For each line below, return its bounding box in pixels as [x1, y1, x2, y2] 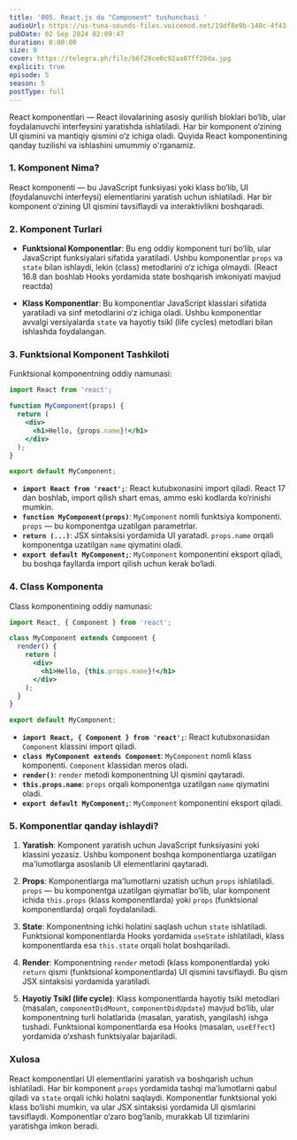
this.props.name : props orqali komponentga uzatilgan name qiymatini [21, 779, 270, 790]
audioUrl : [9, 21, 46, 30]
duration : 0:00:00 [9, 37, 77, 47]
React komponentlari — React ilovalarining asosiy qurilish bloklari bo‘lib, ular [9, 112, 286, 122]
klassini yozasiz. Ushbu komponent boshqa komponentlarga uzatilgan [21, 849, 277, 860]
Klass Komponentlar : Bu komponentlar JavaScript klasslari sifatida [21, 298, 267, 308]
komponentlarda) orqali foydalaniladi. [21, 904, 157, 915]
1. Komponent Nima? [9, 161, 100, 174]
